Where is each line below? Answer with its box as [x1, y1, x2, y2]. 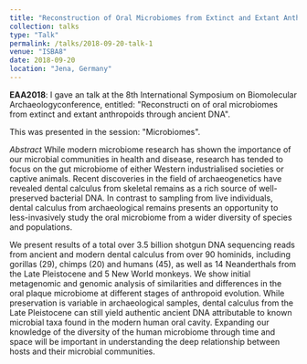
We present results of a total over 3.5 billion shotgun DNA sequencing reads [9, 239, 295, 250]
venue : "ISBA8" [9, 47, 68, 57]
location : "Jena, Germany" [9, 65, 112, 74]
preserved [9, 192, 48, 203]
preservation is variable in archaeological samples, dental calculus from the [9, 297, 294, 308]
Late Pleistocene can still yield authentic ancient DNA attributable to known [9, 307, 292, 317]
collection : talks [9, 22, 79, 31]
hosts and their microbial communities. [9, 346, 155, 357]
